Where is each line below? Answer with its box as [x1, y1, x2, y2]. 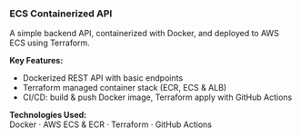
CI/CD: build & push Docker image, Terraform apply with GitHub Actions [22, 92, 293, 103]
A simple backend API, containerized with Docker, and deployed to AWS [9, 28, 280, 39]
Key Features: [9, 55, 64, 66]
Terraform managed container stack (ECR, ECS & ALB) [22, 83, 227, 93]
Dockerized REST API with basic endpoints [22, 73, 184, 83]
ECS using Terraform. [9, 37, 91, 48]
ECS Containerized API [9, 7, 113, 20]
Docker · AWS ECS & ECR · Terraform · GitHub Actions [9, 119, 212, 130]
